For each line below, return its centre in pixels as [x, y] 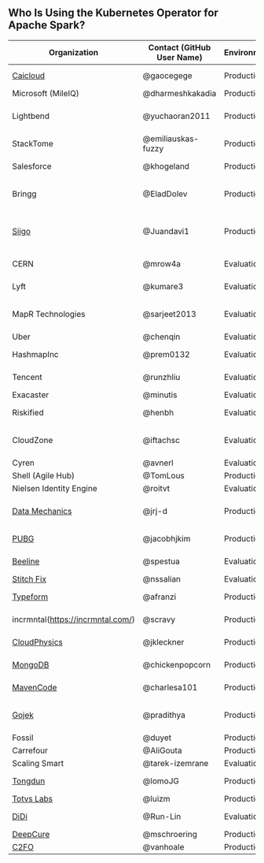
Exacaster [31, 395]
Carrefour [30, 750]
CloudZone [33, 440]
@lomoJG [161, 781]
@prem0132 [166, 354]
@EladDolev [165, 194]
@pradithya [164, 715]
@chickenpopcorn [177, 664]
